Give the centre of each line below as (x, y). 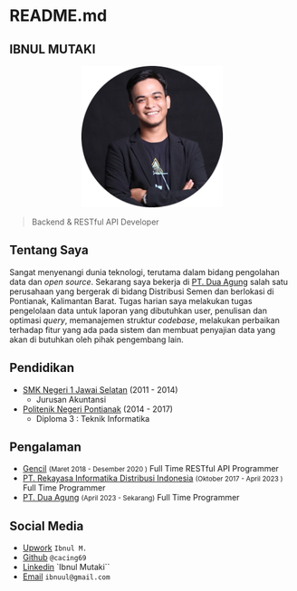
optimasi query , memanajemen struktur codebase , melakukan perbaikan (145, 320)
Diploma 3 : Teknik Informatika (93, 418)
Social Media (47, 526)
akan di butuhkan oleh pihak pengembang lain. (96, 339)
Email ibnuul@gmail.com (66, 577)
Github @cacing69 (54, 558)
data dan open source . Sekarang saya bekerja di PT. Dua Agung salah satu (148, 281)
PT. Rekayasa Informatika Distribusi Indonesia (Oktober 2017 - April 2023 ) (153, 478)
